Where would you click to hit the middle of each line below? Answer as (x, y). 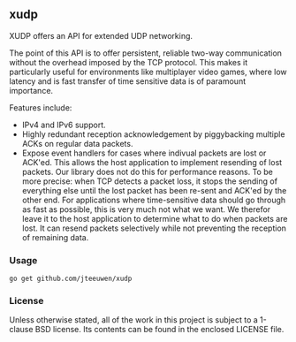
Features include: (41, 107)
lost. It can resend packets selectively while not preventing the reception (154, 228)
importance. (31, 90)
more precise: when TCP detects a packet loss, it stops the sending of (150, 181)
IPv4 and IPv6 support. (64, 125)
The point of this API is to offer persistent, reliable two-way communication (146, 53)
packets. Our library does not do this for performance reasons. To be (148, 171)
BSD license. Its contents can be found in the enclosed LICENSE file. (159, 330)
